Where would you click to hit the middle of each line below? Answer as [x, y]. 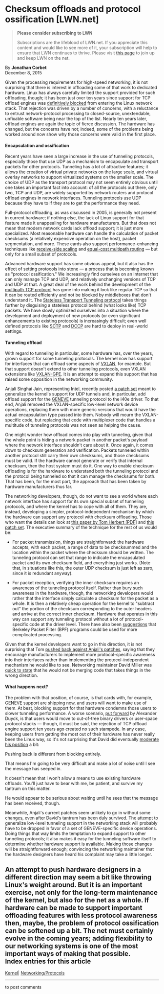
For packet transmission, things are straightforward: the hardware [78, 542]
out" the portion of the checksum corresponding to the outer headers [82, 609]
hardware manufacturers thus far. [39, 487]
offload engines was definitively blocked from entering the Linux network [79, 103]
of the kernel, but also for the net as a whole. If [77, 900]
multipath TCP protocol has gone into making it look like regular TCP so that [81, 290]
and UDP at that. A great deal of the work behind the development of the [78, 284]
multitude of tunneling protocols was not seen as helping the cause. [73, 425]
